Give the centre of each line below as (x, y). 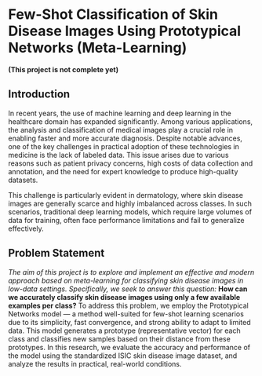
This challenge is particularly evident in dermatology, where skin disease (126, 195)
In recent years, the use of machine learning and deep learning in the (120, 113)
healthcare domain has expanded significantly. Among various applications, (131, 121)
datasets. (23, 180)
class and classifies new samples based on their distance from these (120, 338)
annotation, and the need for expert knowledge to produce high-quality (123, 171)
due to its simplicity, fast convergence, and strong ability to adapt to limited (129, 322)
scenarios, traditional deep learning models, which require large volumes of (130, 212)
